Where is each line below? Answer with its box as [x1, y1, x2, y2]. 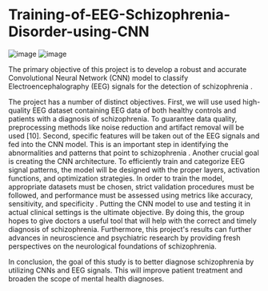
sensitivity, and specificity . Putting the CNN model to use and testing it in [8, 198, 250, 209]
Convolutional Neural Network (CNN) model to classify [8, 73, 189, 82]
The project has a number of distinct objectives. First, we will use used [8, 97, 242, 106]
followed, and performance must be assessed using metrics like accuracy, [8, 190, 254, 200]
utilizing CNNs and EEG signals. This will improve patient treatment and [8, 265, 243, 275]
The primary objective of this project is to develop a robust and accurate [8, 64, 247, 74]
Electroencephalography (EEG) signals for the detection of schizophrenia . [8, 82, 254, 91]
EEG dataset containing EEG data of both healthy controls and [32, 106, 237, 115]
